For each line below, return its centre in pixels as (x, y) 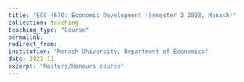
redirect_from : (33, 45)
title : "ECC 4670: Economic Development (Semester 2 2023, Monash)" (122, 15)
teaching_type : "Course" (49, 30)
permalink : (26, 37)
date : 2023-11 (31, 59)
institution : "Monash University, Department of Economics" (109, 52)
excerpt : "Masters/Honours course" (66, 66)
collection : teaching (44, 23)
